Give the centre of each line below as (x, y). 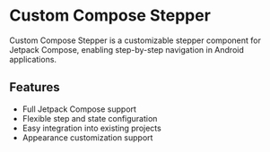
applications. (33, 59)
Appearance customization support (87, 137)
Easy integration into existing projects (91, 128)
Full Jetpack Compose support (79, 109)
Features (35, 87)
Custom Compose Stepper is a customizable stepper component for (135, 40)
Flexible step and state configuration (90, 118)
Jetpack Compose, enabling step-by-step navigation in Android (127, 49)
